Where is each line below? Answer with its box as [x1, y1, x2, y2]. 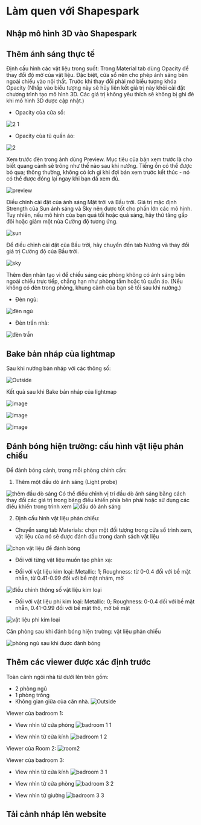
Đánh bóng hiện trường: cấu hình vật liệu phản [6, 441, 184, 451]
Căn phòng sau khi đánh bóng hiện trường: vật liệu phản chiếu [6, 628, 161, 635]
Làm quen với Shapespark [6, 4, 140, 18]
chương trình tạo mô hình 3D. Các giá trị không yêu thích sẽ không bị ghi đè [6, 91, 194, 98]
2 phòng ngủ [14, 684, 47, 692]
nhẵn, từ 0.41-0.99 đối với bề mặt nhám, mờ [14, 574, 124, 582]
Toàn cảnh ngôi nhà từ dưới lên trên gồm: [6, 673, 109, 680]
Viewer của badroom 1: [6, 709, 63, 717]
